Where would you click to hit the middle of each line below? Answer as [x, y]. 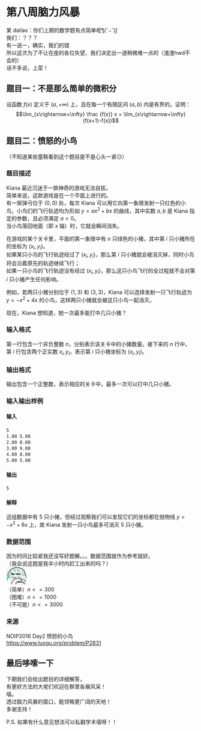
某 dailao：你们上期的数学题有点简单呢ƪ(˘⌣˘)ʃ [62, 30]
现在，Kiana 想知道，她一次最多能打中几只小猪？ [67, 313]
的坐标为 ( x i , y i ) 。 [27, 247]
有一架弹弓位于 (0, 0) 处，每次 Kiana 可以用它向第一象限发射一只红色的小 [96, 203]
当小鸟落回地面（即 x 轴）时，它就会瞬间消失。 [64, 226]
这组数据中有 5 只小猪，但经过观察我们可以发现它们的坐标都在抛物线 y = [95, 517]
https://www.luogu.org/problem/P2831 [54, 642]
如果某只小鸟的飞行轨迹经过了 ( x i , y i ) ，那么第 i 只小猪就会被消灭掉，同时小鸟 [100, 255]
